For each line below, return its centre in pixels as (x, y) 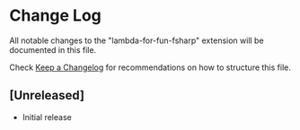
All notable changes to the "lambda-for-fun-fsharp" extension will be (137, 40)
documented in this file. (53, 49)
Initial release (47, 117)
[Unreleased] (47, 95)
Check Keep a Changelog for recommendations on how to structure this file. (150, 67)
